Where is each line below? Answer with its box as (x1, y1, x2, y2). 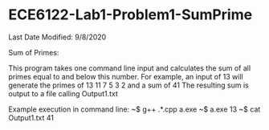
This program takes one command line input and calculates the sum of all (8, 63, 251, 73)
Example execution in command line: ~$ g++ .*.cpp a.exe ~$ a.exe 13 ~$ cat (8, 104, 261, 114)
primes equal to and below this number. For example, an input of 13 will (8, 71, 243, 81)
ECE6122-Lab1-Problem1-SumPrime (8, 6, 253, 24)
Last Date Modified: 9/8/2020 (8, 32, 107, 42)
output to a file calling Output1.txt (8, 88, 119, 98)
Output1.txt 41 (8, 112, 55, 122)
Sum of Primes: (8, 47, 59, 57)
